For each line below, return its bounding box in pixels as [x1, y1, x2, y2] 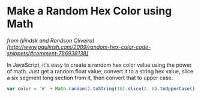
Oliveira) [73, 37, 95, 44]
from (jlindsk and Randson [7, 37, 73, 44]
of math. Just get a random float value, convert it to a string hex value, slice [7, 67, 194, 75]
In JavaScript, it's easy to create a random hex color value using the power [7, 61, 192, 69]
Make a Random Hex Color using [7, 4, 172, 18]
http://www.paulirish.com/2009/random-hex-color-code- [8, 43, 151, 51]
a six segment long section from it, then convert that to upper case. [7, 74, 173, 81]
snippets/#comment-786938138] [7, 49, 89, 57]
